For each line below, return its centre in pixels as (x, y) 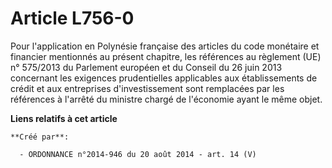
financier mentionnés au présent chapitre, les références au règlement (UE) (166, 56)
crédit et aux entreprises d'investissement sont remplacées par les (147, 88)
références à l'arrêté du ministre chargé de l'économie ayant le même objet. (166, 99)
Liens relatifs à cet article (64, 118)
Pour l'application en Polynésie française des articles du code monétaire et (165, 46)
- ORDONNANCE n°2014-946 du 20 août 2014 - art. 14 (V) (138, 154)
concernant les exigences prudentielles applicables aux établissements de (164, 78)
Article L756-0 (72, 18)
